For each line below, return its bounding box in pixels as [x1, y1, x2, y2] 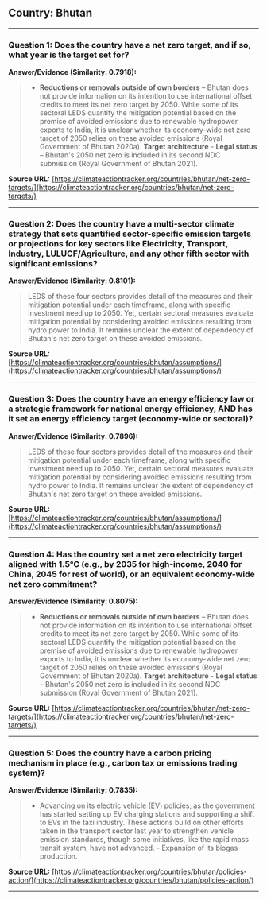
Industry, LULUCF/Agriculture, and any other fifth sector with [8, 248, 250, 259]
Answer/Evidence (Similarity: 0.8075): [8, 596, 138, 606]
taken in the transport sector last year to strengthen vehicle [39, 826, 234, 836]
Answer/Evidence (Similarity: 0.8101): [8, 276, 137, 285]
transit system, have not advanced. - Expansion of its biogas [39, 843, 238, 853]
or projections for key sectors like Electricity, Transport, [8, 239, 229, 250]
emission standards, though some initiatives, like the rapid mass [39, 835, 249, 844]
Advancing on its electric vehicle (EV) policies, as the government [39, 801, 256, 810]
